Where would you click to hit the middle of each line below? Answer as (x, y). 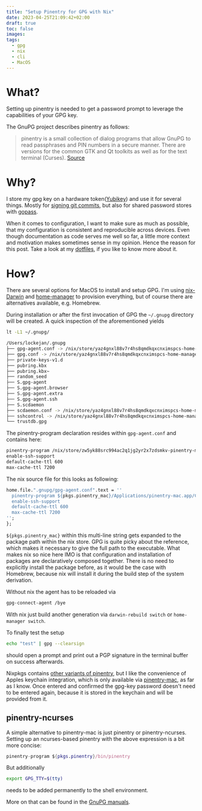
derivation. (20, 580)
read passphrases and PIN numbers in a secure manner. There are (103, 145)
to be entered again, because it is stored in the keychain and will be (90, 692)
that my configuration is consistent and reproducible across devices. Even (98, 230)
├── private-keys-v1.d (35, 360)
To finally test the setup (35, 632)
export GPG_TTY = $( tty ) (35, 779)
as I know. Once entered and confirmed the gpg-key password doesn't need (101, 686)
